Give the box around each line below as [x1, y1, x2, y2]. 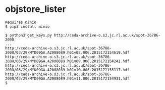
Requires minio [5, 20, 37, 25]
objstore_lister [5, 3, 66, 15]
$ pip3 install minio [5, 24, 50, 29]
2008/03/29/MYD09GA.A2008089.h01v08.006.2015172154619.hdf [5, 50, 130, 55]
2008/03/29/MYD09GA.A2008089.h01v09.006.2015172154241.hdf [5, 58, 130, 64]
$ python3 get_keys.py [5, 33, 52, 38]
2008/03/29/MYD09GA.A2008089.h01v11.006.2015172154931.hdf [5, 76, 130, 81]
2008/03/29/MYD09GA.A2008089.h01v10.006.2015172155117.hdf [5, 67, 130, 72]
